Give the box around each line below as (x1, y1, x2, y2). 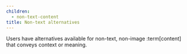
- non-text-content (11, 14, 59, 20)
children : (6, 8, 30, 15)
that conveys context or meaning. (6, 41, 87, 48)
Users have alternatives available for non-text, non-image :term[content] (6, 35, 182, 42)
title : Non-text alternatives (6, 19, 80, 25)
